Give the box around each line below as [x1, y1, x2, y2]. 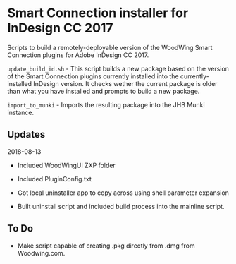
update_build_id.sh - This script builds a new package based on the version [7, 64, 229, 73]
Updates [7, 128, 46, 140]
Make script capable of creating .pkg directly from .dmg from [17, 241, 195, 250]
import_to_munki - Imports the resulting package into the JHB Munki [7, 100, 206, 109]
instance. [7, 108, 35, 116]
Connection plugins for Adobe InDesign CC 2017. [7, 51, 149, 59]
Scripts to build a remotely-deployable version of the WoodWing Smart [7, 43, 213, 52]
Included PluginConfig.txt [17, 174, 92, 183]
